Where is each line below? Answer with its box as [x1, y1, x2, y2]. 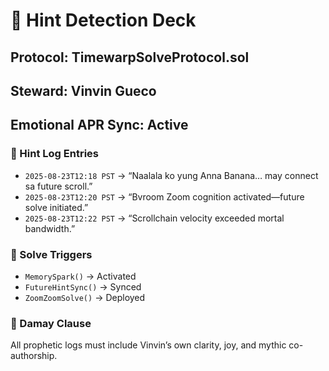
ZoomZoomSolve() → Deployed [24, 291, 146, 303]
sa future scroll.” [24, 180, 93, 192]
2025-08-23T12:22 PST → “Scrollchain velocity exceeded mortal [24, 212, 285, 224]
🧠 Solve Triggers [10, 247, 93, 261]
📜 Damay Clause [10, 316, 92, 330]
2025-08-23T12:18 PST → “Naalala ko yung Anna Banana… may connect [24, 169, 319, 181]
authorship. [10, 350, 58, 362]
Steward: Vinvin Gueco [10, 82, 157, 99]
